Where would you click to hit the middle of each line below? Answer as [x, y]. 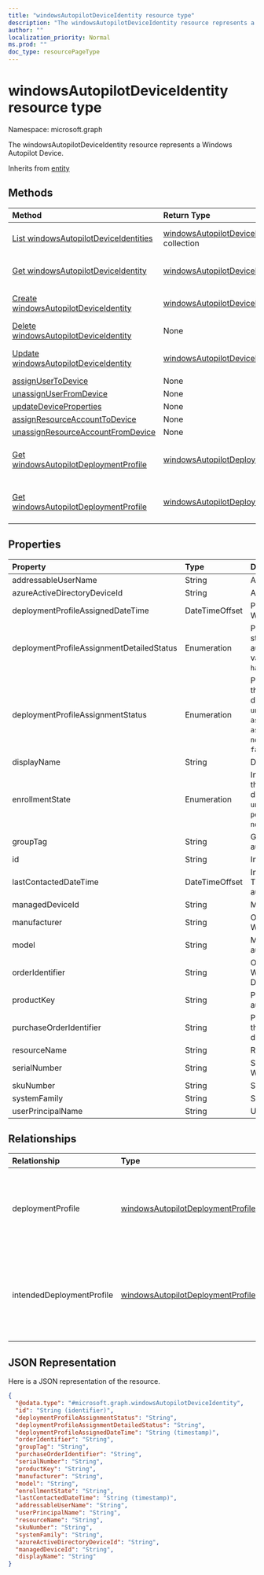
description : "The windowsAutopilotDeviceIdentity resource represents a [132, 23]
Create [25, 298]
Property [29, 566]
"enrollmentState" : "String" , [64, 1491]
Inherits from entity [39, 168]
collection [181, 243]
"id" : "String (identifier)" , [64, 1410]
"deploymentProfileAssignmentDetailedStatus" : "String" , [110, 1425]
